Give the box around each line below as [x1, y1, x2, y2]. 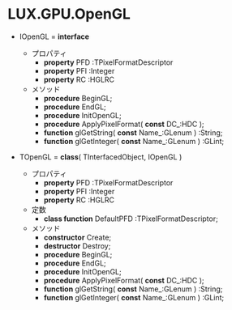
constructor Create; [43, 232, 112, 242]
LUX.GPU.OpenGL [7, 5, 131, 23]
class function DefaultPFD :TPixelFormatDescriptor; [43, 214, 218, 223]
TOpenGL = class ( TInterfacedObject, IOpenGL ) [19, 151, 183, 162]
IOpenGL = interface [19, 32, 90, 41]
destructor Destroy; [43, 240, 111, 251]
